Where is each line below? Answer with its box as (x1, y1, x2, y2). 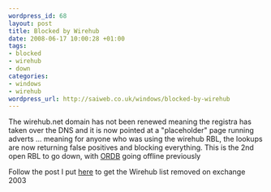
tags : (8, 42, 27, 50)
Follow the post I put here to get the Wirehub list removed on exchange (8, 167, 246, 177)
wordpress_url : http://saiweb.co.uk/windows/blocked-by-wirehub (8, 95, 230, 103)
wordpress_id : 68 (8, 11, 67, 20)
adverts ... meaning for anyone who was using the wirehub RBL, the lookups (8, 134, 263, 144)
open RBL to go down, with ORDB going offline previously (8, 151, 201, 161)
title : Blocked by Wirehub (8, 27, 100, 35)
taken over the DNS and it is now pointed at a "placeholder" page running (8, 126, 254, 135)
